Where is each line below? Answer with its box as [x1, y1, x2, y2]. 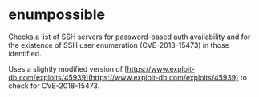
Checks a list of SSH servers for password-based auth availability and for [8, 32, 251, 41]
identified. [8, 48, 42, 58]
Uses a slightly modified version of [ [8, 64, 127, 73]
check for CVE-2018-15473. [8, 81, 100, 91]
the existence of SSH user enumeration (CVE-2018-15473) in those [8, 40, 230, 49]
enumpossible [8, 6, 106, 24]
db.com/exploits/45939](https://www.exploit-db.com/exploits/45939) [8, 72, 239, 82]
